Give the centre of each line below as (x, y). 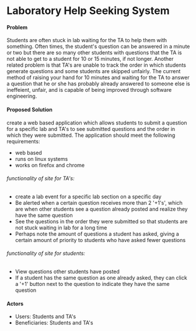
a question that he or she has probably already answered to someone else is (98, 84)
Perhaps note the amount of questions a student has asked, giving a (97, 234)
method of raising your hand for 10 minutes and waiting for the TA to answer (98, 78)
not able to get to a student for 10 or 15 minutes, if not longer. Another (90, 59)
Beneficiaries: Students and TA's (54, 323)
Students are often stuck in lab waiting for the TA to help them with (87, 40)
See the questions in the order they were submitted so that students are (101, 221)
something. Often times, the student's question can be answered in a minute (98, 46)
